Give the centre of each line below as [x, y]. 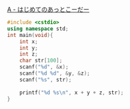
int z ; [29, 54]
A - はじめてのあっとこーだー [48, 9]
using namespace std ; [38, 29]
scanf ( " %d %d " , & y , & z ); [55, 73]
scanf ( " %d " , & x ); [44, 67]
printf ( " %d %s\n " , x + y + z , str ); [72, 93]
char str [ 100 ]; [41, 61]
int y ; [29, 48]
